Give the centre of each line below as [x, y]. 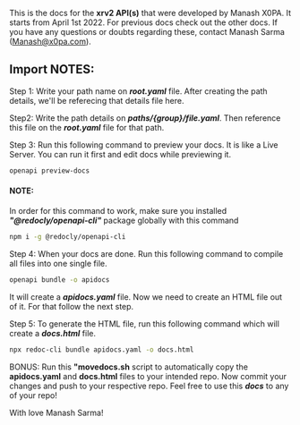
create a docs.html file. [53, 333]
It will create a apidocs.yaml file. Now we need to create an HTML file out [146, 297]
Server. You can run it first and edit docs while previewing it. [120, 154]
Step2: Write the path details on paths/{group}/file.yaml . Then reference [145, 118]
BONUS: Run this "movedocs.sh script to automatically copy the [129, 367]
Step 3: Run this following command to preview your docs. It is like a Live [144, 144]
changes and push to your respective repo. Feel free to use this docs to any [149, 386]
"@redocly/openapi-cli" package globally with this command [124, 220]
